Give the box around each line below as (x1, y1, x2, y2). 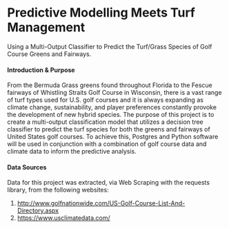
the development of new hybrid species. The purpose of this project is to (7, 111, 215, 119)
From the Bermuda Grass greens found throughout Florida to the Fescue (7, 81, 212, 89)
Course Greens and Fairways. (7, 50, 92, 58)
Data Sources (7, 163, 47, 171)
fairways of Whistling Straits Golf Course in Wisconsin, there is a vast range (7, 89, 222, 97)
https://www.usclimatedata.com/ (17, 214, 110, 222)
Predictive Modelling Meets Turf (7, 5, 195, 21)
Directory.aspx (17, 206, 59, 215)
